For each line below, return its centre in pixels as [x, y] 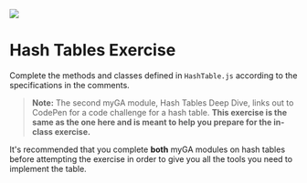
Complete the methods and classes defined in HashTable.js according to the [153, 75]
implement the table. [48, 168]
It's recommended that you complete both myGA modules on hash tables [148, 149]
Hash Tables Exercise [93, 51]
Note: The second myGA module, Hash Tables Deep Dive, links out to [163, 102]
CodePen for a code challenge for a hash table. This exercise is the [159, 112]
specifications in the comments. [69, 85]
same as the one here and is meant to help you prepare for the [152, 122]
